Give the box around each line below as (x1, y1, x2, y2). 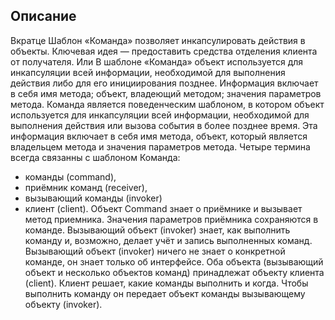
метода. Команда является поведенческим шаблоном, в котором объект (10, 98, 325, 110)
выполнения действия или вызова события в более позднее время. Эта (10, 119, 318, 131)
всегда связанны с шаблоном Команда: (10, 151, 181, 163)
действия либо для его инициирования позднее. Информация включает (10, 77, 319, 89)
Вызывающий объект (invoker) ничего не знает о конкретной (24, 245, 286, 257)
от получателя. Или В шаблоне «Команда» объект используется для (10, 55, 304, 68)
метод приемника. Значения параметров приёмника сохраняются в (24, 213, 319, 225)
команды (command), (24, 170, 117, 183)
